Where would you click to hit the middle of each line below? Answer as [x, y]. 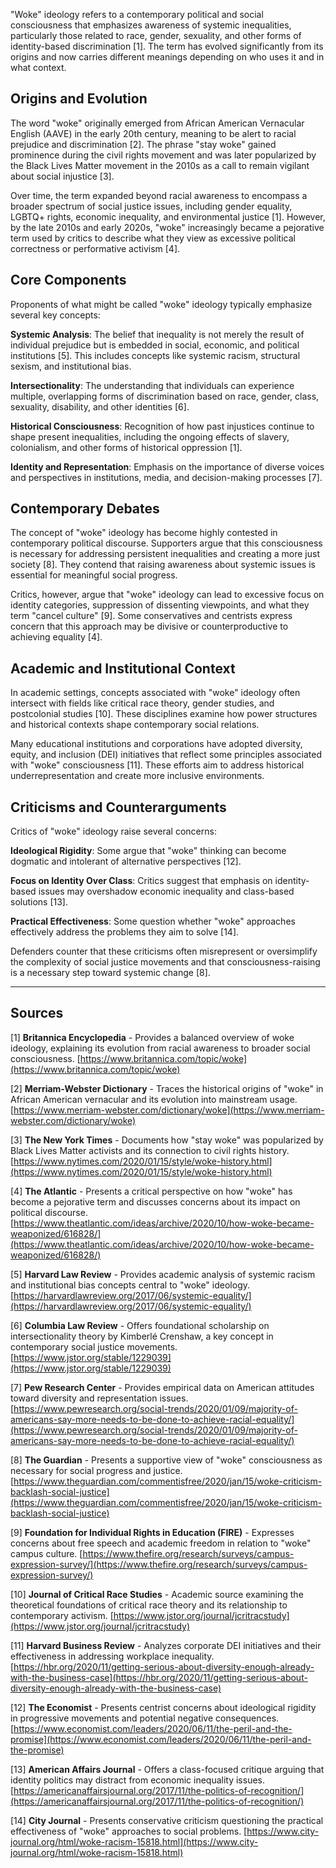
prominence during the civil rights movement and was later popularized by [163, 155]
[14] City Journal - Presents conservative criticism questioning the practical [167, 1820]
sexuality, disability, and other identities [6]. [100, 406]
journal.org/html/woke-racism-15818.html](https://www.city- [134, 1841]
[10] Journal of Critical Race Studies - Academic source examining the [157, 1594]
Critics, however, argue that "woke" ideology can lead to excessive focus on [167, 595]
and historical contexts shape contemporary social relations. [135, 725]
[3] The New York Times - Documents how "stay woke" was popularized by [167, 1140]
